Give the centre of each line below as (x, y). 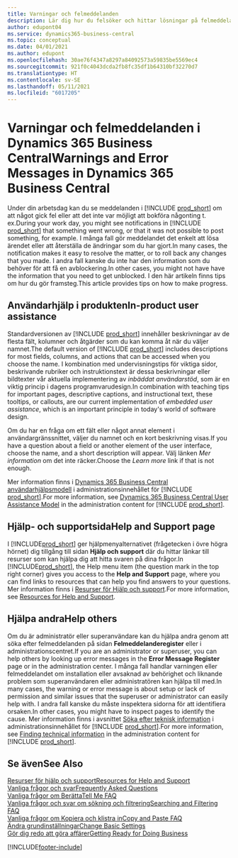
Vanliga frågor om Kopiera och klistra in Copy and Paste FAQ (95, 818)
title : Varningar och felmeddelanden (63, 14)
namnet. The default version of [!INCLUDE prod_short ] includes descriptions (118, 349)
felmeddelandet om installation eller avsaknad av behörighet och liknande (115, 674)
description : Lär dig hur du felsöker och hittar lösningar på (103, 21)
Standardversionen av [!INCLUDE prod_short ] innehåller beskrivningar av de (119, 333)
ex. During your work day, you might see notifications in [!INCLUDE (104, 223)
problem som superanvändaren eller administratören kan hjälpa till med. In (115, 681)
